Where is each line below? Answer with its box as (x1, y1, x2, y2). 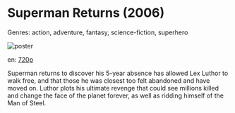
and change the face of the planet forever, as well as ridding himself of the (7, 91, 224, 100)
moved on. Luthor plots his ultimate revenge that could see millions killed (7, 84, 219, 92)
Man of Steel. (7, 98, 47, 107)
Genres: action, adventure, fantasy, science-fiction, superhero (7, 28, 188, 36)
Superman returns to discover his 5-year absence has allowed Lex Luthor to (7, 69, 229, 77)
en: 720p (7, 55, 34, 64)
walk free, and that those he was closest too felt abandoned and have (7, 76, 210, 85)
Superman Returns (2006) (7, 5, 165, 21)
